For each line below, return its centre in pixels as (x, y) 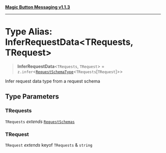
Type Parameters (32, 96)
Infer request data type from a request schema (53, 81)
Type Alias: (29, 32)
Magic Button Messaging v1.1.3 (38, 7)
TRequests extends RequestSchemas (40, 121)
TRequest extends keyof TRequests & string (49, 145)
